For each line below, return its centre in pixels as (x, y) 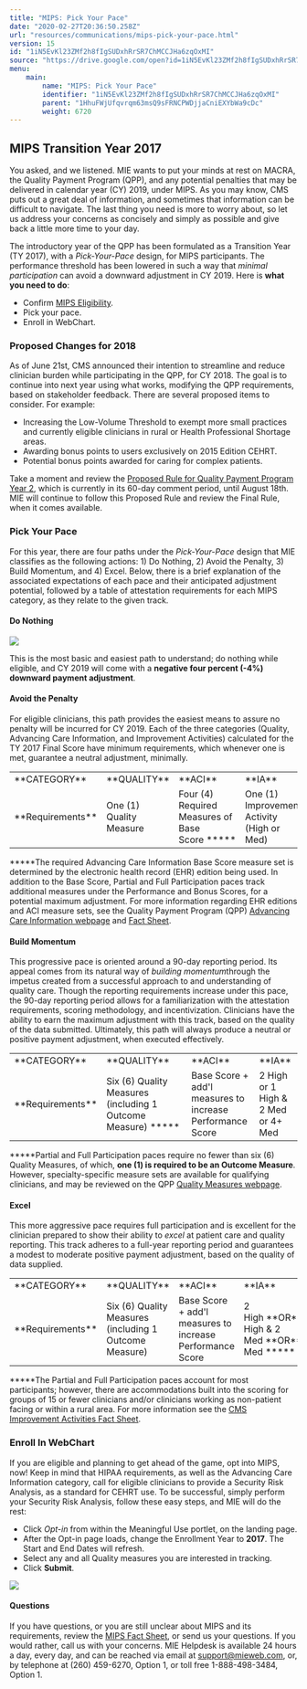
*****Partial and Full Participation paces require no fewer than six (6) (142, 1156)
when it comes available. (56, 508)
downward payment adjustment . (73, 678)
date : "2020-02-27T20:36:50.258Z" (75, 26)
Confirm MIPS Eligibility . (68, 303)
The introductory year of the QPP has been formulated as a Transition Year (150, 247)
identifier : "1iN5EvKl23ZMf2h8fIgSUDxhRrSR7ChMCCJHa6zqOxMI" (161, 94)
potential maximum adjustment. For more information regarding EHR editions (153, 902)
